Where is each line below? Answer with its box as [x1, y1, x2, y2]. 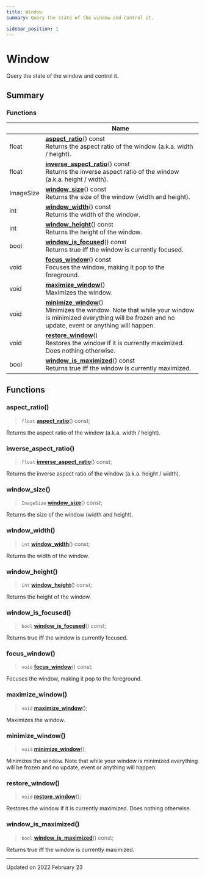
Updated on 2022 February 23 [6, 864, 83, 871]
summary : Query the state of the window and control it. [6, 15, 154, 21]
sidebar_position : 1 [6, 26, 59, 32]
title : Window [6, 9, 43, 15]
